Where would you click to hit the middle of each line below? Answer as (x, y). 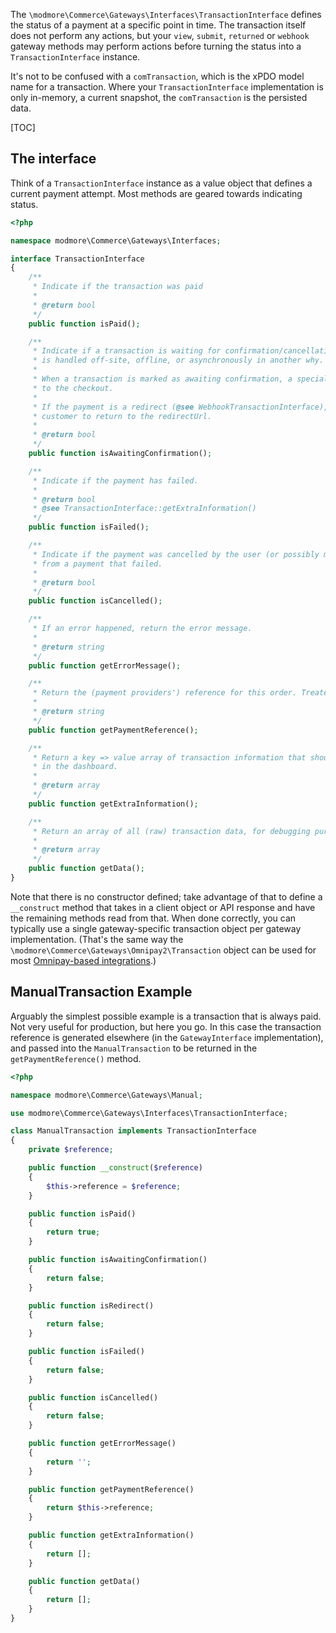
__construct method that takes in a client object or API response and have (163, 907)
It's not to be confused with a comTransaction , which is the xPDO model (157, 76)
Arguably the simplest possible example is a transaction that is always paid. (166, 1016)
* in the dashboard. (75, 767)
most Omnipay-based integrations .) (83, 960)
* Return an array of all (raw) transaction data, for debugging (171, 831)
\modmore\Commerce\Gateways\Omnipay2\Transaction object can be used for (163, 950)
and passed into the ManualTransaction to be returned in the (134, 1048)
